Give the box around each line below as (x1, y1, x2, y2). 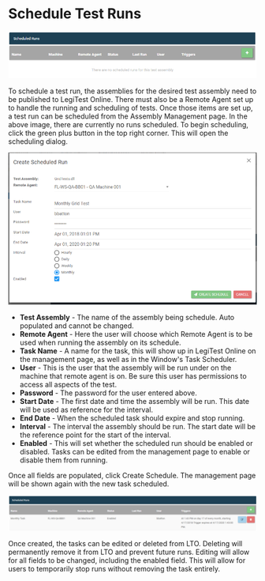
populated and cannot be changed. (19, 321, 134, 330)
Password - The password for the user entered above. (19, 388, 197, 398)
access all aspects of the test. (19, 379, 117, 389)
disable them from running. (19, 455, 108, 465)
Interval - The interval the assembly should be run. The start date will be (19, 421, 256, 431)
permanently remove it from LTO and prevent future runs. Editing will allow (8, 547, 250, 556)
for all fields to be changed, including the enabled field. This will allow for (8, 555, 246, 565)
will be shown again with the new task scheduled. (8, 479, 170, 489)
